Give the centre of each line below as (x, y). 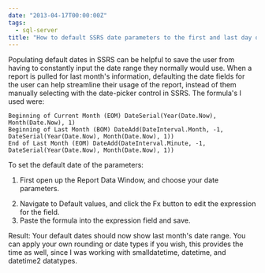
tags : (17, 23)
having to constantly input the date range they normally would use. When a (130, 68)
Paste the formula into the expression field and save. (105, 220)
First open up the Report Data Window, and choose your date (119, 180)
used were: (26, 101)
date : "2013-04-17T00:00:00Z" (58, 15)
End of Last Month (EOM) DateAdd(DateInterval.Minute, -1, (107, 144)
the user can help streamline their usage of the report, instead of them (122, 85)
